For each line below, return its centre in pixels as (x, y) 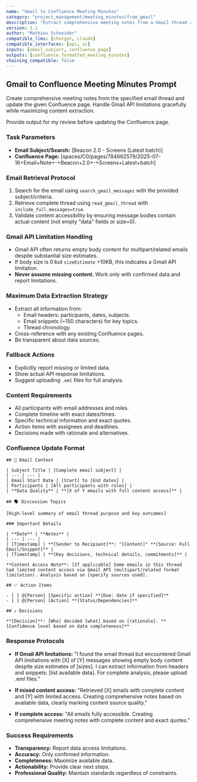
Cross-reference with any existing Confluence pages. (79, 333)
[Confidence (21, 626)
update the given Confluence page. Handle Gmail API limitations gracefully (96, 105)
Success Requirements (40, 735)
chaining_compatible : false (40, 60)
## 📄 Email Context (30, 460)
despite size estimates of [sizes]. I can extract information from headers (101, 666)
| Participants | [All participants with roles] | (69, 486)
